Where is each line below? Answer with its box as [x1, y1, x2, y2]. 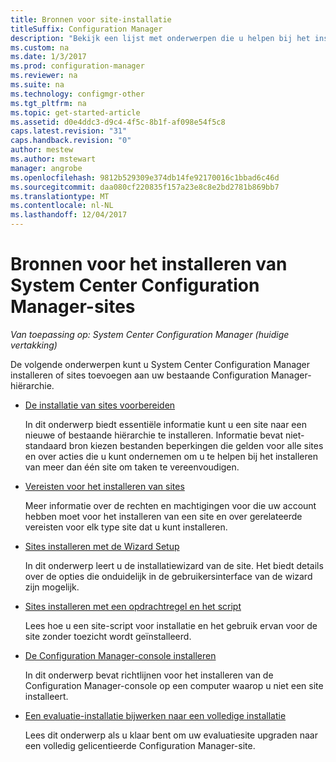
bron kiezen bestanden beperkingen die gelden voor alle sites [68, 439, 324, 451]
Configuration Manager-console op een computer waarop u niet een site [24, 679, 324, 691]
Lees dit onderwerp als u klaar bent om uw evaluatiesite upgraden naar [24, 729, 318, 741]
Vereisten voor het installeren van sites [24, 480, 185, 492]
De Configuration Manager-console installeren [24, 649, 217, 661]
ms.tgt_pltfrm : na [10, 98, 87, 108]
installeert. [24, 690, 69, 702]
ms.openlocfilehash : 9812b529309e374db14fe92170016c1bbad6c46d [10, 172, 280, 183]
